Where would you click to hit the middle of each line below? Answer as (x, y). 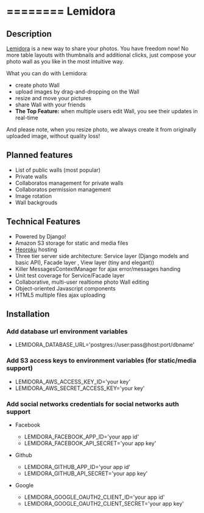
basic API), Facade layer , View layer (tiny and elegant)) (85, 262)
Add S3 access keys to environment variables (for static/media (101, 361)
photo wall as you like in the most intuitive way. (65, 61)
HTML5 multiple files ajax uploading (60, 295)
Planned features (40, 155)
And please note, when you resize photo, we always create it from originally (101, 129)
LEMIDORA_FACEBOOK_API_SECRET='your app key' (90, 443)
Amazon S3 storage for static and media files (72, 243)
